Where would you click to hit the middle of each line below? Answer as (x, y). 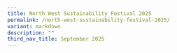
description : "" (31, 33)
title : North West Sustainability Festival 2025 (79, 13)
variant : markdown (34, 26)
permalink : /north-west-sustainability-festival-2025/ (89, 20)
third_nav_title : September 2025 (56, 39)
